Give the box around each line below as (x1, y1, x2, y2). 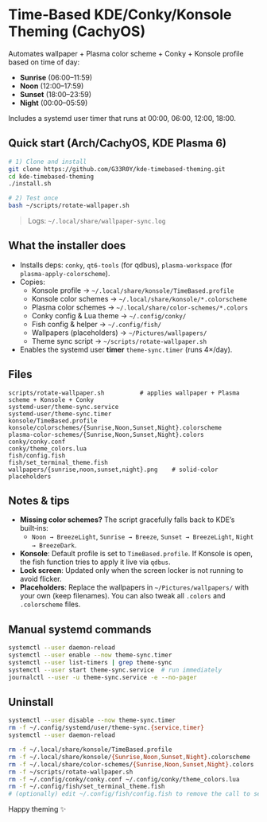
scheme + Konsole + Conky (8, 395, 94, 403)
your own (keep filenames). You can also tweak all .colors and (19, 591, 226, 601)
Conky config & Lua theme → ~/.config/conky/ (31, 310, 187, 320)
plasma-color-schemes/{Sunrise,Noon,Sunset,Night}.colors (8, 430, 204, 438)
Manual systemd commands (8, 622, 153, 636)
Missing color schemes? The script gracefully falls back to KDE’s (19, 515, 235, 524)
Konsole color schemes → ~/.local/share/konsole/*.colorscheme (31, 294, 248, 303)
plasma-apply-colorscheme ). (19, 268, 110, 278)
